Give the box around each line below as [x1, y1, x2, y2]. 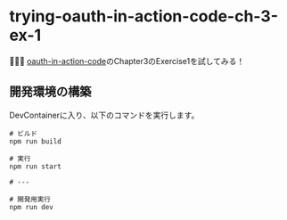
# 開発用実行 [9, 194, 51, 204]
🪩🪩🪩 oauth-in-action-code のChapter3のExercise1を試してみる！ [9, 55, 245, 66]
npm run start [9, 162, 62, 171]
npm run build [9, 136, 62, 146]
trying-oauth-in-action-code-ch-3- [9, 6, 279, 27]
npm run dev [9, 202, 53, 211]
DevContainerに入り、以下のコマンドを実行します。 [9, 110, 200, 120]
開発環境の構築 [9, 85, 92, 100]
